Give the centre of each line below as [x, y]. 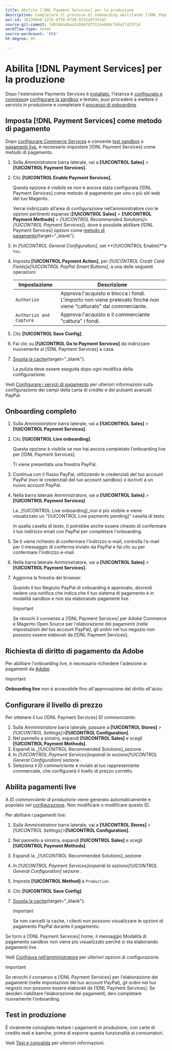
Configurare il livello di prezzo [54, 705]
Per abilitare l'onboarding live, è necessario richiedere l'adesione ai [76, 664]
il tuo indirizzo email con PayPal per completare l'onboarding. [77, 532]
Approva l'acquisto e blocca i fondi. [103, 293]
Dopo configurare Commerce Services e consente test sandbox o [74, 141]
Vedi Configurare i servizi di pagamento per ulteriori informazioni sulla [79, 384]
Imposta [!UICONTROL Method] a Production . [61, 881]
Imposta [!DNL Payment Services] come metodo [84, 121]
